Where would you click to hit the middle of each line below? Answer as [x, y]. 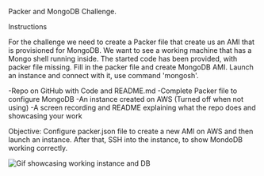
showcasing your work [45, 116]
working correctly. [38, 148]
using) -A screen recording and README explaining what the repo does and [132, 107]
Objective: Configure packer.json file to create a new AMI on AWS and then [131, 131]
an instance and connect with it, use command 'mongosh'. [104, 75]
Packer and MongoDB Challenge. [63, 11]
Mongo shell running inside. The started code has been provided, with [123, 59]
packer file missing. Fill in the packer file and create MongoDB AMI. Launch [131, 67]
